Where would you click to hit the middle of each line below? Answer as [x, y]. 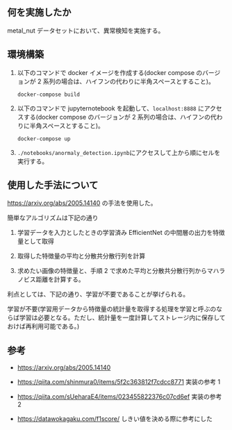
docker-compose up [44, 139]
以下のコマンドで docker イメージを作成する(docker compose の [110, 72]
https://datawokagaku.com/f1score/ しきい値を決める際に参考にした [115, 419]
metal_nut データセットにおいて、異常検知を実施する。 [86, 31]
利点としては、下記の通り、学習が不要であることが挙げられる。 [98, 295]
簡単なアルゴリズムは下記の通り [53, 218]
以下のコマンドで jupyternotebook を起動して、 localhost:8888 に [111, 108]
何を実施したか [39, 13]
